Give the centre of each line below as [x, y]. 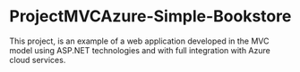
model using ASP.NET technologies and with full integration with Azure [140, 50]
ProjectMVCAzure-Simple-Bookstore [150, 16]
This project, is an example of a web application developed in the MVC [140, 41]
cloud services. [38, 60]
